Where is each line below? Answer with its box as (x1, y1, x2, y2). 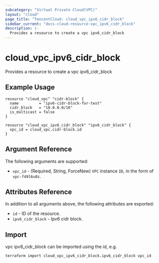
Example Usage (5, 83, 55, 91)
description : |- (5, 26, 39, 31)
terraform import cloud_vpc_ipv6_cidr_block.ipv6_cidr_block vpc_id (5, 253, 151, 258)
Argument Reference (5, 145, 72, 153)
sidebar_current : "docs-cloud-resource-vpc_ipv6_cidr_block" (5, 21, 136, 26)
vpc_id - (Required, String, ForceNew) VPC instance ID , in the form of (12, 168, 154, 174)
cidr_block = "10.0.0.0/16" (10, 105, 73, 110)
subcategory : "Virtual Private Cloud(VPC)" (5, 7, 98, 12)
